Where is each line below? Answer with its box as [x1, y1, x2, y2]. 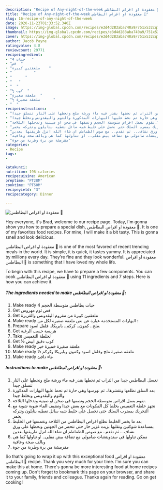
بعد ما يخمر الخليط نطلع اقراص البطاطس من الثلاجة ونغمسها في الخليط [12, 418, 142, 424]
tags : [5, 151, 16, 156]
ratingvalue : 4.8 [5, 43, 41, 48]
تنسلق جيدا [12, 382, 33, 388]
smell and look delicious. [5, 234, 55, 240]
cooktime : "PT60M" [5, 183, 43, 188]
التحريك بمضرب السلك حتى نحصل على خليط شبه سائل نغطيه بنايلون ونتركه [12, 408, 149, 414]
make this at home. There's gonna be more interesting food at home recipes [5, 464, 157, 470]
